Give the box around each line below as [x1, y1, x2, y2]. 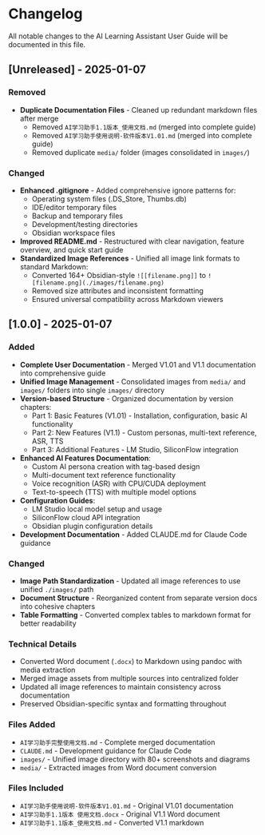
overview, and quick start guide [19, 245, 124, 254]
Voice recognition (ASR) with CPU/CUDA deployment [31, 479, 206, 488]
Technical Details [8, 638, 77, 650]
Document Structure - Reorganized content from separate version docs [19, 593, 258, 602]
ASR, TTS [31, 436, 64, 446]
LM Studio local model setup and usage [31, 504, 162, 514]
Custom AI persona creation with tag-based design [31, 461, 200, 471]
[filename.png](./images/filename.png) [31, 279, 165, 287]
